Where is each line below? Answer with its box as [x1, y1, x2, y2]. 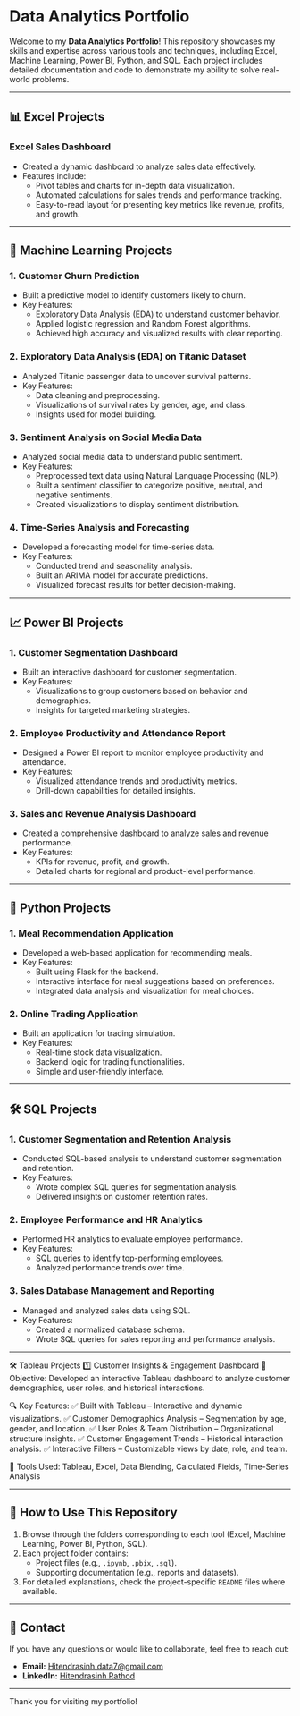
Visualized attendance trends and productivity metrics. [35, 776, 237, 786]
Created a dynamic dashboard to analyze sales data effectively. [21, 161, 256, 172]
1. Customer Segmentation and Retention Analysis [9, 1133, 232, 1145]
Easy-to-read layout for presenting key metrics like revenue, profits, [35, 199, 285, 209]
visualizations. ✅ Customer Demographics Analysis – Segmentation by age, [9, 1413, 287, 1423]
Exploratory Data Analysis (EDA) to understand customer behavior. [35, 309, 281, 319]
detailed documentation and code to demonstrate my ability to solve [9, 64, 261, 75]
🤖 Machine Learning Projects [9, 243, 173, 259]
